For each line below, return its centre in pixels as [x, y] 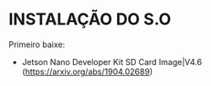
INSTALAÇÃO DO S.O [90, 19]
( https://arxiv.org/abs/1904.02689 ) [87, 72]
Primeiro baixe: [37, 44]
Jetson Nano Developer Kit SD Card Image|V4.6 [112, 62]
